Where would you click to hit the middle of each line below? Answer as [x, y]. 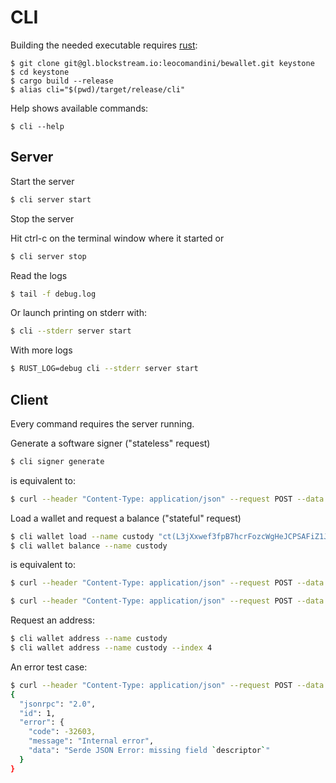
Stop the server [42, 218]
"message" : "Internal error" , [91, 741]
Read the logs [39, 275]
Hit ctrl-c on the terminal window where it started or [117, 238]
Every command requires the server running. [102, 423]
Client [29, 399]
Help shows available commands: [79, 108]
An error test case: [49, 667]
